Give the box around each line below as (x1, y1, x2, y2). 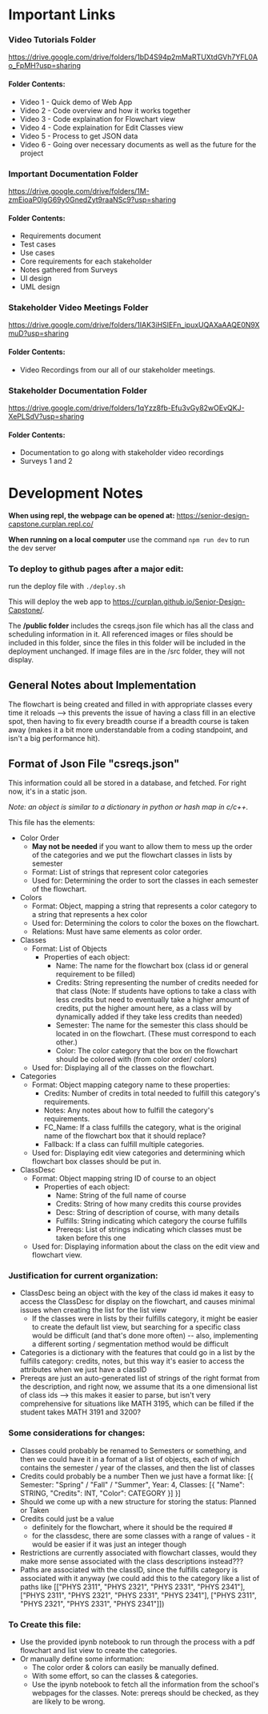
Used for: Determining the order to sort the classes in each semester (31, 875, 258, 886)
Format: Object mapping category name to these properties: (31, 1080, 230, 1090)
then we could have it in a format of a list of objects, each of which (19, 1454, 240, 1463)
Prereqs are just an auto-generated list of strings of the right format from (19, 1374, 260, 1383)
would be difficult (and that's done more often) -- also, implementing (31, 1331, 258, 1341)
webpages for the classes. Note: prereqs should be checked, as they (31, 1688, 259, 1697)
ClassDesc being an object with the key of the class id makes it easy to (19, 1288, 254, 1298)
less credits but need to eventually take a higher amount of (55, 995, 250, 1004)
